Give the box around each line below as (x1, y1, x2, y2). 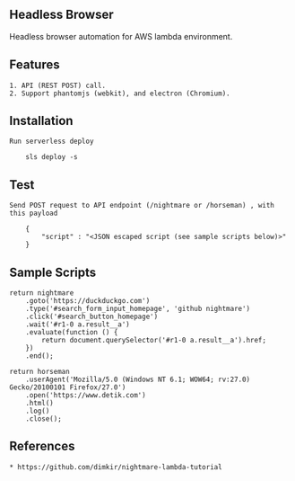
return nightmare (9, 289, 74, 298)
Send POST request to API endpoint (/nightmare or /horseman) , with (9, 201, 275, 210)
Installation (9, 113, 74, 129)
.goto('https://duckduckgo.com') (25, 297, 151, 306)
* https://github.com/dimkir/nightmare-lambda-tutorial (9, 462, 222, 471)
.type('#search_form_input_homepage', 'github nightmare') (25, 305, 251, 314)
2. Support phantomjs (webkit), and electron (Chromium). (9, 89, 230, 98)
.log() (25, 406, 50, 416)
